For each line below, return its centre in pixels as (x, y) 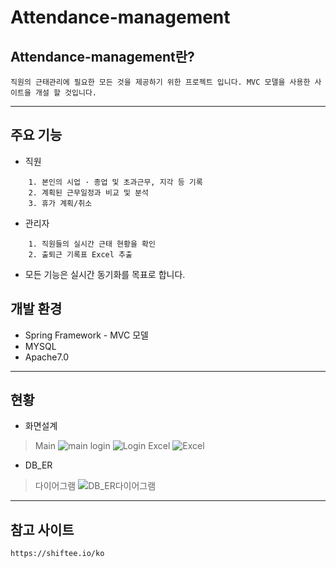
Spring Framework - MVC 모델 (86, 335)
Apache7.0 (47, 357)
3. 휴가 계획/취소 (60, 203)
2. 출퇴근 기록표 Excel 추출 (80, 254)
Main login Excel (102, 446)
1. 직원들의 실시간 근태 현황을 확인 (92, 244)
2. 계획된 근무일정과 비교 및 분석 (88, 192)
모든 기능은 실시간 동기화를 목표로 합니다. (105, 274)
